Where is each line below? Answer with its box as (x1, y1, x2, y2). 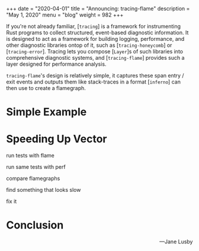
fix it (6, 198, 17, 205)
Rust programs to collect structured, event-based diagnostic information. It (6, 29, 189, 36)
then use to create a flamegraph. (6, 85, 86, 91)
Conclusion (6, 218, 64, 232)
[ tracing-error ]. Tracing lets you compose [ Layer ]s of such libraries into (6, 48, 184, 55)
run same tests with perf (6, 163, 66, 170)
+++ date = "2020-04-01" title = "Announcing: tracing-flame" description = (6, 5, 190, 12)
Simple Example (6, 105, 87, 119)
